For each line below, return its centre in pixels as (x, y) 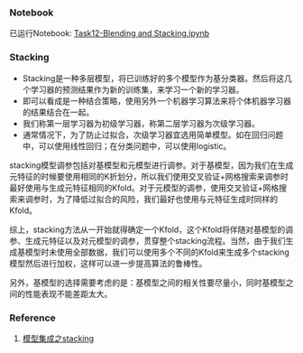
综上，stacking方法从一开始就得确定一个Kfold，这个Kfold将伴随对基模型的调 (151, 229)
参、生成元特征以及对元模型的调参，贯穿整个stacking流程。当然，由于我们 (147, 240)
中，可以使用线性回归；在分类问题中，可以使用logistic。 (127, 145)
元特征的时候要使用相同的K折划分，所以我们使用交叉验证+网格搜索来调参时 (149, 176)
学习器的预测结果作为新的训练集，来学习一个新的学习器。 (137, 89)
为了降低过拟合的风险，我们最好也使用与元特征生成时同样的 (167, 199)
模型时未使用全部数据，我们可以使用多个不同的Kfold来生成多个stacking (157, 252)
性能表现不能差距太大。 (69, 293)
